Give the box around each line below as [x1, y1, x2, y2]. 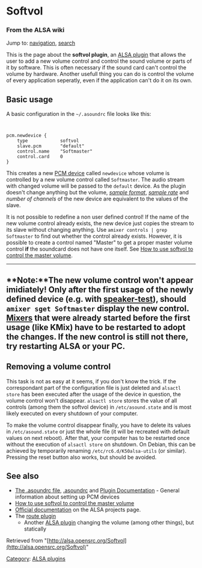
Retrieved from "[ [6, 537, 49, 544]
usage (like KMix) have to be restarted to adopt [6, 322, 186, 333]
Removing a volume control [6, 362, 111, 372]
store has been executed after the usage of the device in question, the [6, 391, 182, 398]
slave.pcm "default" [17, 143, 85, 149]
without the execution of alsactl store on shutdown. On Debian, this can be [6, 441, 196, 448]
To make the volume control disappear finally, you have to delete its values [6, 421, 191, 429]
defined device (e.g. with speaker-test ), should [6, 294, 186, 304]
